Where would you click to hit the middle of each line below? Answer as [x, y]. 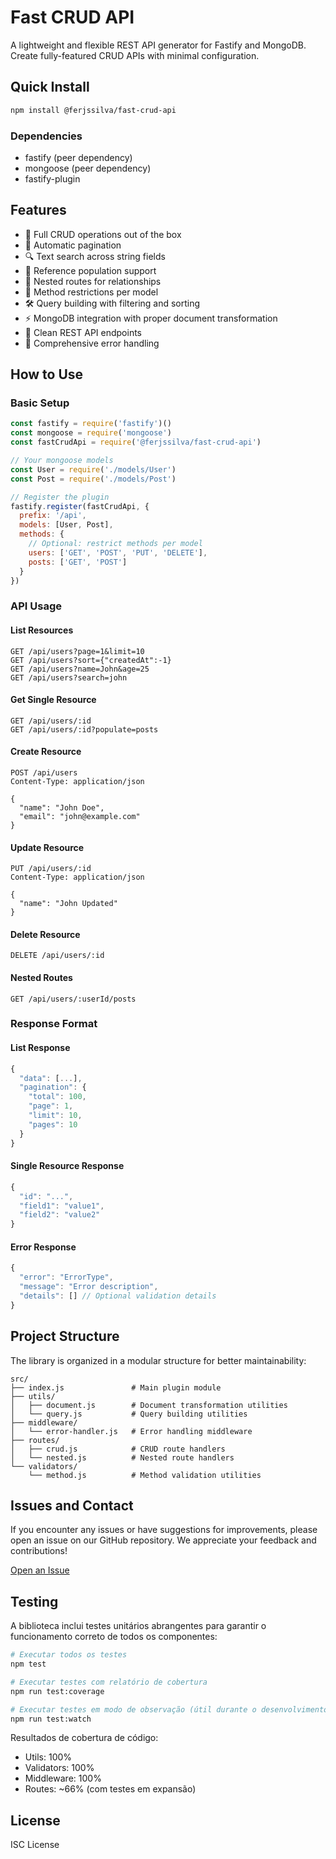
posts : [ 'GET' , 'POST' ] [78, 562]
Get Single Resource [53, 700]
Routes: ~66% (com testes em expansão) [110, 1789]
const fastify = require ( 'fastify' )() [91, 424]
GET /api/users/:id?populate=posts [84, 729]
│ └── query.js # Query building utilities [129, 1414]
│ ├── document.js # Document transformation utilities [149, 1405]
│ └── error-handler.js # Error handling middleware [131, 1431]
